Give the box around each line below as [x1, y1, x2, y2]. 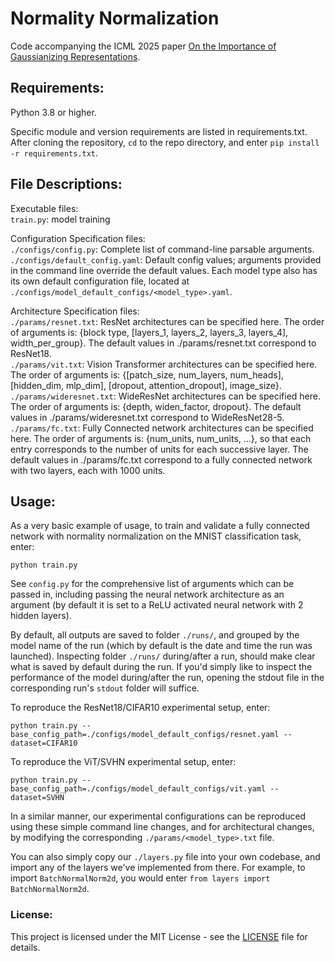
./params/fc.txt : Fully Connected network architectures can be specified [10, 422, 314, 434]
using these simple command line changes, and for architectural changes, [10, 821, 315, 833]
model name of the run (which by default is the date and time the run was [10, 640, 313, 652]
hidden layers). [10, 610, 72, 622]
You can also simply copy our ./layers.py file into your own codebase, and [10, 851, 321, 863]
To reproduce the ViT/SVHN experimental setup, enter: [10, 756, 237, 768]
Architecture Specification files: [10, 305, 140, 317]
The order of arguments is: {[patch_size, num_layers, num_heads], [10, 368, 284, 381]
